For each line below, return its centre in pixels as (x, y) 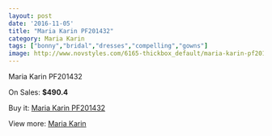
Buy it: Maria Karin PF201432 (57, 108)
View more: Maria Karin (47, 123)
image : (19, 53)
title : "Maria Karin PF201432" (61, 31)
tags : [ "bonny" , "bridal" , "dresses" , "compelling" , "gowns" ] (108, 46)
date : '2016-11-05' (41, 23)
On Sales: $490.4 (38, 92)
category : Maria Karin (47, 38)
